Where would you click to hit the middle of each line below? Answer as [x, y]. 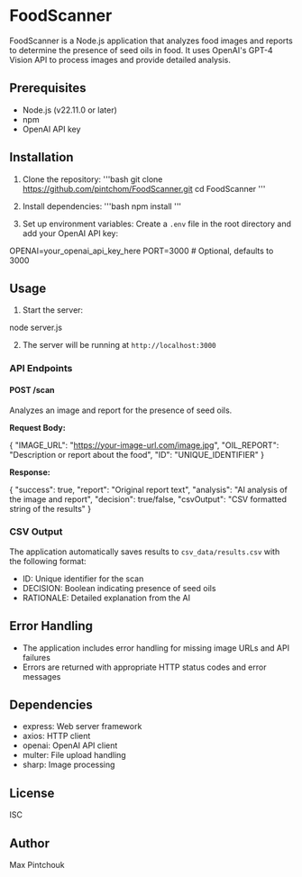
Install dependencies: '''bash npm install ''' [102, 206]
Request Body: [37, 427]
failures [37, 657]
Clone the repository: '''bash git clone [92, 179]
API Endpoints [41, 369]
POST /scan [32, 389]
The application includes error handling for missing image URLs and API [156, 648]
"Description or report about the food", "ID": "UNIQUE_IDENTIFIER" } [137, 454]
